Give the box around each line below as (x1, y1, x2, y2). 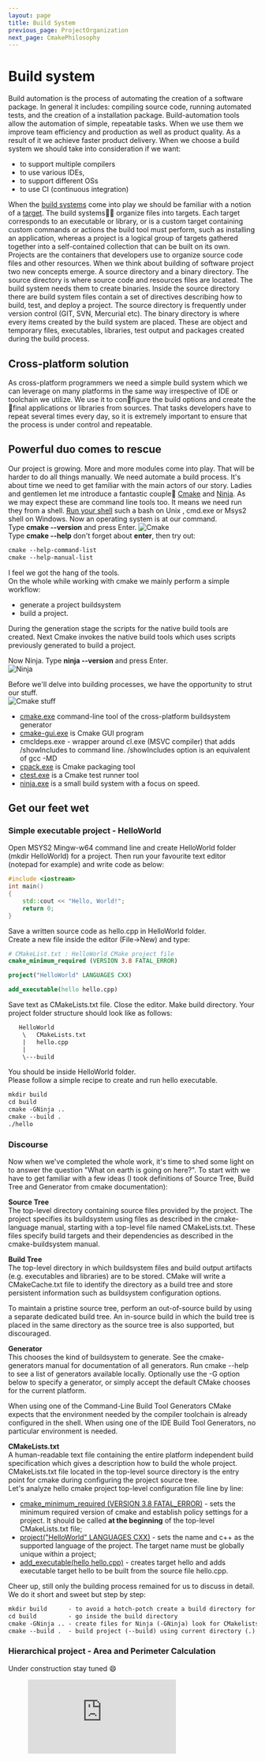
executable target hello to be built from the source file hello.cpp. (19, 1566, 229, 1576)
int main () (8, 882, 44, 891)
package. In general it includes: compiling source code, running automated (8, 102, 252, 111)
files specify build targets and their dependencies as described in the (8, 1231, 234, 1241)
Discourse (8, 1139, 49, 1150)
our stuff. (8, 688, 38, 697)
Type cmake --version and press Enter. (8, 522, 137, 532)
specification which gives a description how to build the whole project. (8, 1459, 238, 1468)
